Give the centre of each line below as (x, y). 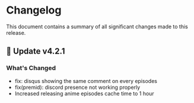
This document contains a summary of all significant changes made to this (97, 26)
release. (16, 32)
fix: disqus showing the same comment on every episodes (86, 81)
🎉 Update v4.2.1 (36, 51)
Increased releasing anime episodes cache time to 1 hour (84, 93)
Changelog (34, 10)
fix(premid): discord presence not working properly (77, 87)
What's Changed (31, 68)
